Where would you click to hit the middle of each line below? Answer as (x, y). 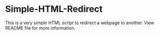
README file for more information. (40, 28)
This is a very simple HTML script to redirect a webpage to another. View (80, 23)
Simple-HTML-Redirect (54, 9)
